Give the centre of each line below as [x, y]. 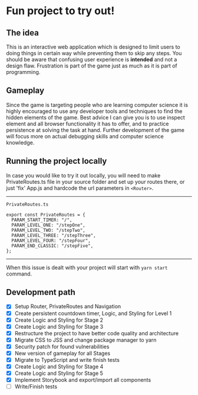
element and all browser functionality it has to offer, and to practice [88, 124]
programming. [23, 72]
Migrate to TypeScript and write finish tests [67, 360]
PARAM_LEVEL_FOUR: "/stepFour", [51, 241]
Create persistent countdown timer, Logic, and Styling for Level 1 [93, 313]
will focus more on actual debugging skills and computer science [85, 136]
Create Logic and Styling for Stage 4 [59, 367]
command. [19, 274]
